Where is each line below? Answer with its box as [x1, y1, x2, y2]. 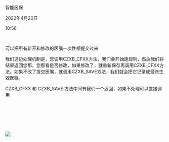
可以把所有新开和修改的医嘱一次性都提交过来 [5, 45, 99, 51]
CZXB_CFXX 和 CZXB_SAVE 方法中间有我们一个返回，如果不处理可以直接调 [5, 86, 162, 92]
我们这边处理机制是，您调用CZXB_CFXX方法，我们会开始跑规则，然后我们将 [5, 56, 164, 62]
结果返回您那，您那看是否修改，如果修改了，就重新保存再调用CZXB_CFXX [5, 62, 160, 68]
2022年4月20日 [5, 15, 38, 21]
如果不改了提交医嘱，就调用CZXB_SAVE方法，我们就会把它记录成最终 [14, 68, 159, 75]
